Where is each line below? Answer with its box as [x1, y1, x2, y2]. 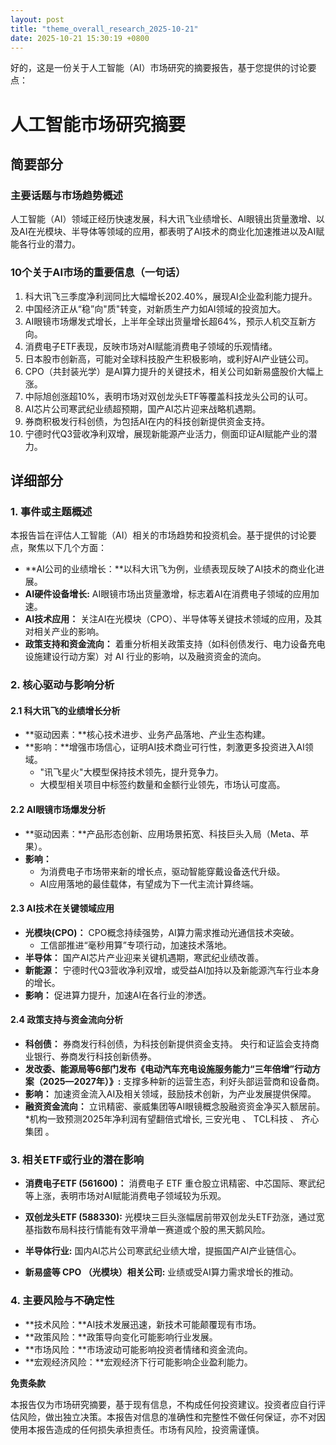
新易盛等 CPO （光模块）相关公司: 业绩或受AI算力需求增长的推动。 [24, 1266, 299, 1278]
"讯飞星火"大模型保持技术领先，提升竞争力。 [39, 766, 224, 778]
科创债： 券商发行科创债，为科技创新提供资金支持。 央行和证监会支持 [24, 1037, 311, 1050]
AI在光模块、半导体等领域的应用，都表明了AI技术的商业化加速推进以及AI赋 [18, 226, 325, 238]
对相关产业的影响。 [24, 626, 105, 638]
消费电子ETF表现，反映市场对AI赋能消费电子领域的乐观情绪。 [24, 340, 278, 352]
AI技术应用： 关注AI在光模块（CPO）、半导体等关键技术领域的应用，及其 [24, 613, 323, 625]
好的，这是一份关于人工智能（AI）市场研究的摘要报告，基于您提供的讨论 [10, 62, 308, 74]
